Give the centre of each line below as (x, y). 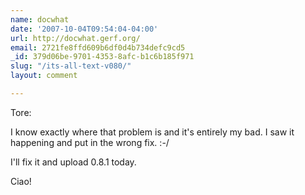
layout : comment (44, 76)
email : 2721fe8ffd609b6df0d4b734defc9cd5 (98, 47)
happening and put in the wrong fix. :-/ (90, 142)
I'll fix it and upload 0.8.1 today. (73, 162)
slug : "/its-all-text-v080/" (71, 66)
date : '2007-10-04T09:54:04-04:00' (84, 29)
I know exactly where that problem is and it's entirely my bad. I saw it (152, 132)
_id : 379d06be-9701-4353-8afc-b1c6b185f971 (102, 57)
